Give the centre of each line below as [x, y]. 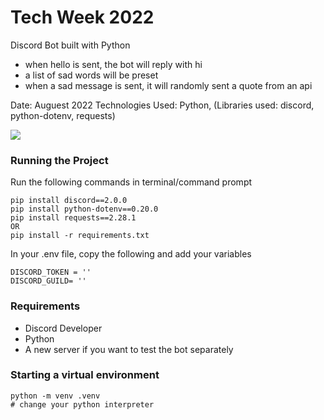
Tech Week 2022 [82, 17]
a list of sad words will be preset [91, 75]
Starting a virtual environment [85, 375]
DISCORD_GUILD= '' [48, 281]
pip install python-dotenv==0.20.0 [84, 209]
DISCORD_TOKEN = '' [51, 272]
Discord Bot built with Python [70, 45]
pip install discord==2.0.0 [69, 201]
